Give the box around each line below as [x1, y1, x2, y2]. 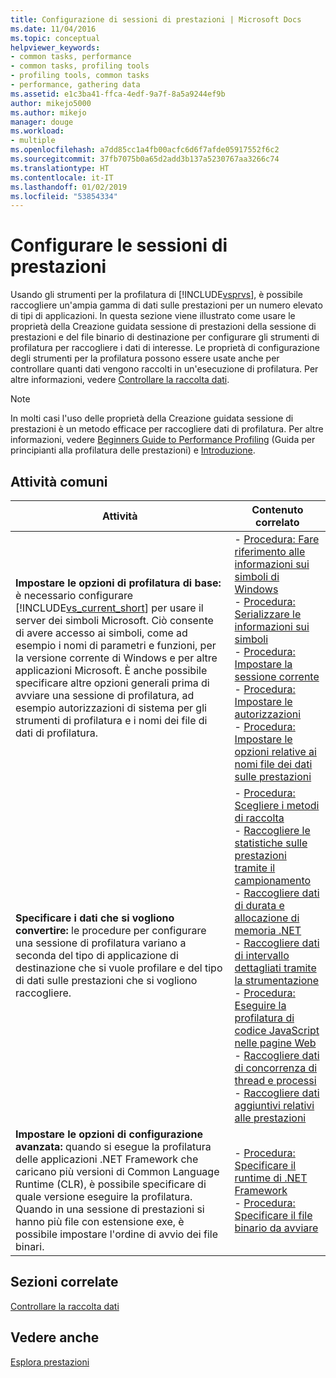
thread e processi [234, 1074, 317, 1087]
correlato [254, 516, 300, 529]
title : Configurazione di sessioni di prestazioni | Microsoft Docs [10, 14, 302, 25]
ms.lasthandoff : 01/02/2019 [10, 182, 128, 192]
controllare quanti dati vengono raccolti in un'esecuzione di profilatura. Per [10, 363, 319, 375]
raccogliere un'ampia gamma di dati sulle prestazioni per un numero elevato [10, 299, 323, 311]
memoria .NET [234, 924, 302, 937]
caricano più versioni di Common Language [15, 1165, 220, 1178]
